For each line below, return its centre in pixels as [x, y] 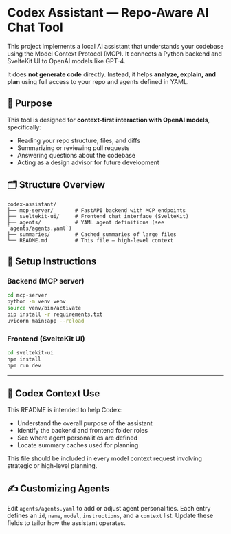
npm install [24, 359]
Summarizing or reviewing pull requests [73, 148]
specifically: [24, 127]
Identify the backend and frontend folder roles [82, 431]
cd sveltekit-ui [30, 352]
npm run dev [24, 365]
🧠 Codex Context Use [54, 393]
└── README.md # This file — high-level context [90, 240]
